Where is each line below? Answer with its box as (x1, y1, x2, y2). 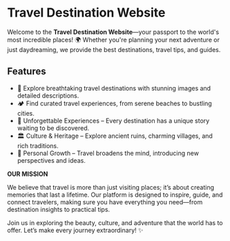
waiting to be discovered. (17, 123, 90, 132)
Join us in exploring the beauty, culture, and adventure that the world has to (7, 218, 223, 226)
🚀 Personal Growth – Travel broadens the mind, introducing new (17, 149, 199, 157)
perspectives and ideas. (17, 156, 86, 164)
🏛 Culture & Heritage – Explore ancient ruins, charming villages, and (17, 132, 213, 140)
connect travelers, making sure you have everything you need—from (7, 197, 203, 206)
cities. (17, 109, 35, 117)
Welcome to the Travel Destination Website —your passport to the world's (7, 28, 220, 36)
